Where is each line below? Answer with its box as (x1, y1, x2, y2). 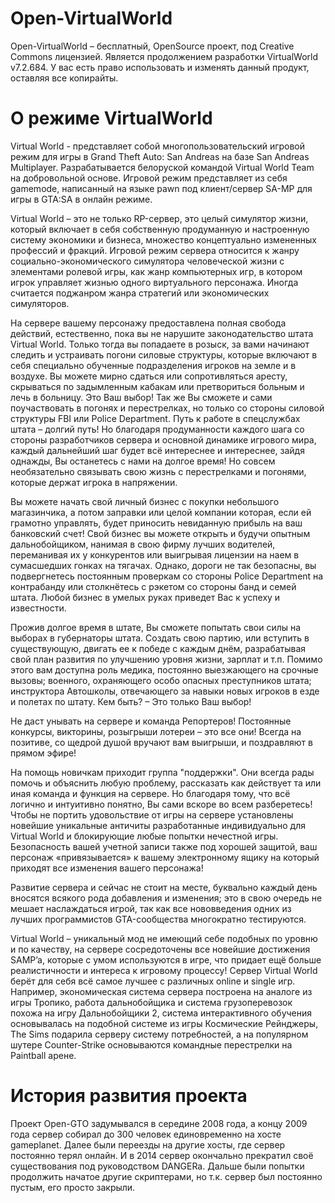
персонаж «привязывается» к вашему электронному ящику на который (10, 851, 320, 863)
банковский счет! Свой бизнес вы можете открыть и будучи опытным (10, 527, 311, 539)
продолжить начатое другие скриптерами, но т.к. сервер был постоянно (10, 1170, 323, 1182)
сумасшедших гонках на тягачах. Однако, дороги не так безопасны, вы (10, 559, 317, 571)
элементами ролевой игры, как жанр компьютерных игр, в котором (10, 265, 303, 277)
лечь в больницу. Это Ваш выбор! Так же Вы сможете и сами (10, 391, 273, 403)
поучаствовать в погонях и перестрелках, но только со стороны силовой (10, 402, 325, 414)
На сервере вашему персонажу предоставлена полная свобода (10, 317, 287, 329)
